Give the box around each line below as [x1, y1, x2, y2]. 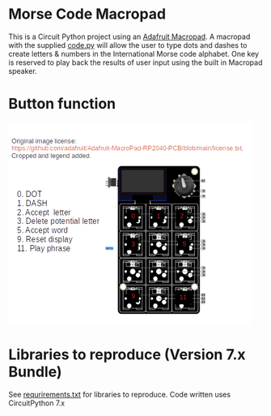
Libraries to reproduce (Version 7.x [8, 345, 246, 364]
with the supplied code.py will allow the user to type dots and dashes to [8, 40, 248, 49]
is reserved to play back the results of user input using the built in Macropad [8, 58, 263, 67]
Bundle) [8, 362, 62, 381]
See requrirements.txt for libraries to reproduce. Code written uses [8, 389, 231, 399]
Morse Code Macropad [8, 5, 167, 24]
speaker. [8, 66, 38, 75]
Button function [8, 95, 116, 114]
